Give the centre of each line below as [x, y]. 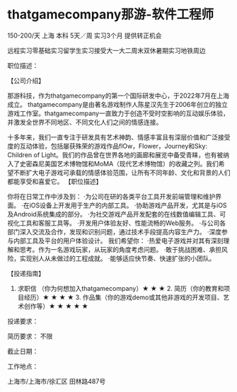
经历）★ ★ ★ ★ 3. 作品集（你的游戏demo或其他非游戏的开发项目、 [123, 297]
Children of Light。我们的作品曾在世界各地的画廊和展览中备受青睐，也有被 [115, 155]
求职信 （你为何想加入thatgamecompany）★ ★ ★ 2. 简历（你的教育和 [121, 288]
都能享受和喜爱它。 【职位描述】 [55, 181]
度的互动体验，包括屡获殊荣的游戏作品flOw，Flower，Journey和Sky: [107, 146]
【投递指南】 [26, 273]
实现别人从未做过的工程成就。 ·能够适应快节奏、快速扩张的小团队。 [117, 258]
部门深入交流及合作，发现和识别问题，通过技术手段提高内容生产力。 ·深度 [114, 231]
